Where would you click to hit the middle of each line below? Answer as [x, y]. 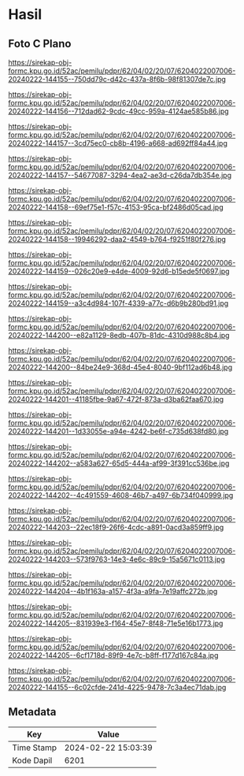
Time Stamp [35, 748]
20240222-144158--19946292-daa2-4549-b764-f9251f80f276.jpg [117, 239]
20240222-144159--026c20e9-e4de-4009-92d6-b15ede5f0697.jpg [119, 271]
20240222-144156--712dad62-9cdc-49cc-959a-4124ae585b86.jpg [119, 111]
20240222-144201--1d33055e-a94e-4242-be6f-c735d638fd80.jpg [118, 431]
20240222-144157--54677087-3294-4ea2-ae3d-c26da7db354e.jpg [120, 175]
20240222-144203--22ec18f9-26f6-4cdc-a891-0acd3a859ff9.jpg [116, 527]
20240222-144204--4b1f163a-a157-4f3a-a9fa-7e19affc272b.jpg [113, 591]
